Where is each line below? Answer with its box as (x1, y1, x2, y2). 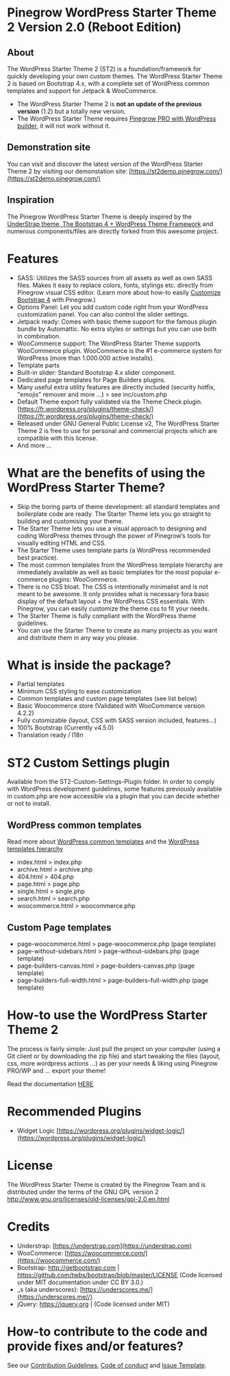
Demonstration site (7, 142, 91, 153)
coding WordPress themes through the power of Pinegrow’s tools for (16, 531, 211, 539)
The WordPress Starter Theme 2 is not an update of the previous (16, 100, 202, 108)
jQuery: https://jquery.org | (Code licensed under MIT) (16, 1300, 170, 1308)
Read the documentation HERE (7, 1079, 94, 1088)
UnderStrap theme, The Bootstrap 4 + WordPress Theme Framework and (7, 219, 214, 228)
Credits (7, 1219, 50, 1234)
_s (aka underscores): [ (16, 1285, 83, 1293)
